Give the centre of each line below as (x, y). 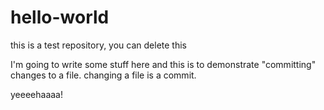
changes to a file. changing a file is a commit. (103, 75)
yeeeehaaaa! (36, 94)
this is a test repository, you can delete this (98, 45)
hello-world (60, 17)
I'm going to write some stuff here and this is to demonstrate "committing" (163, 64)
